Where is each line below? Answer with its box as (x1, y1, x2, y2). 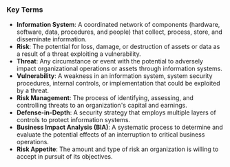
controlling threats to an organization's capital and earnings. (16, 101, 187, 110)
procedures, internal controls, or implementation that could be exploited (16, 79, 221, 88)
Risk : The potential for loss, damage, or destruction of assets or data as (16, 43, 220, 51)
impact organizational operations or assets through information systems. (16, 64, 223, 73)
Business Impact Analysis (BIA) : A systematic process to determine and (16, 123, 223, 132)
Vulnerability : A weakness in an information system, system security (16, 72, 213, 80)
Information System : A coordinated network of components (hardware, (16, 21, 220, 29)
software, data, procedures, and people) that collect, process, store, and (16, 28, 222, 36)
